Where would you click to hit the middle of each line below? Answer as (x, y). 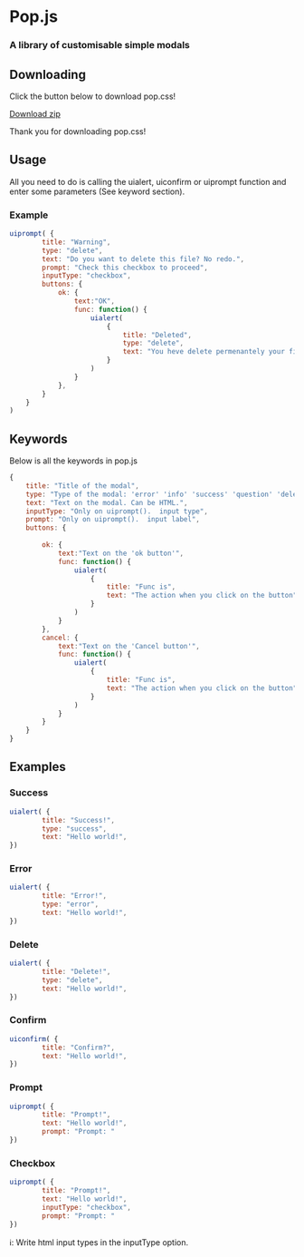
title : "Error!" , (74, 896)
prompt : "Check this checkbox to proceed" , (125, 268)
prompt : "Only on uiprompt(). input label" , (113, 520)
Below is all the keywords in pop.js (74, 461)
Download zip (35, 113)
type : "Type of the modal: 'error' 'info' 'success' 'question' (149, 494)
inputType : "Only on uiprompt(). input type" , (117, 511)
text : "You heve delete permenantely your (204, 352)
